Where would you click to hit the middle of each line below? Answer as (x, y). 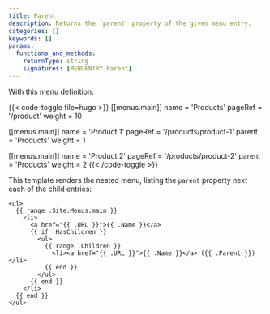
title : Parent (32, 16)
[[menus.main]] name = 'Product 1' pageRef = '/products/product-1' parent (133, 131)
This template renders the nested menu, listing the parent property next (128, 180)
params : (21, 46)
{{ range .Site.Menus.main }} (66, 210)
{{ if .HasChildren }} (68, 231)
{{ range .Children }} (83, 246)
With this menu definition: (51, 91)
